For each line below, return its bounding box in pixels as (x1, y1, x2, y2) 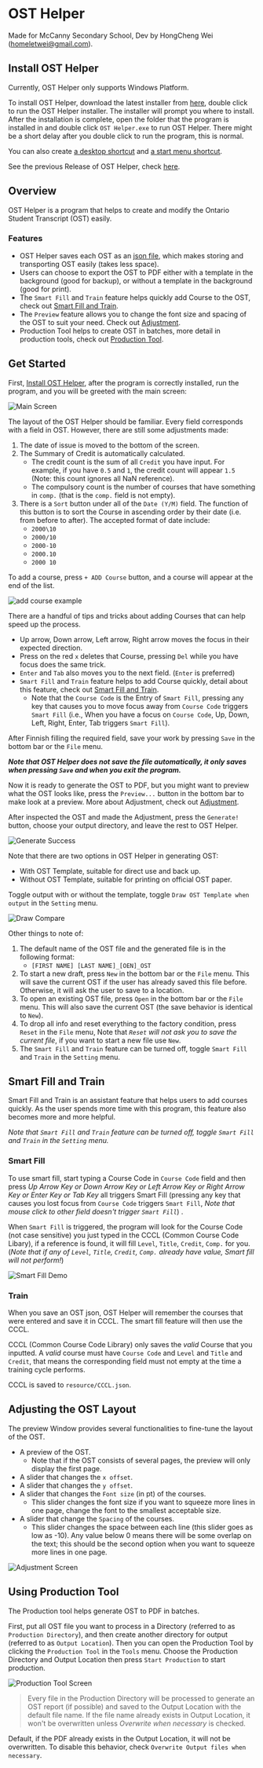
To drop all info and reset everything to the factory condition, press (19, 1018, 237, 1028)
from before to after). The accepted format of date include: (19, 515, 210, 524)
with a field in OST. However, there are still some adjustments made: (8, 425, 229, 434)
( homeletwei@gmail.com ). (8, 38, 93, 48)
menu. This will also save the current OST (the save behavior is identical (19, 1002, 254, 1011)
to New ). (19, 1010, 44, 1020)
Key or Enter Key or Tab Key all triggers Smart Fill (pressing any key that (8, 1190, 241, 1200)
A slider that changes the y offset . (19, 1481, 133, 1490)
